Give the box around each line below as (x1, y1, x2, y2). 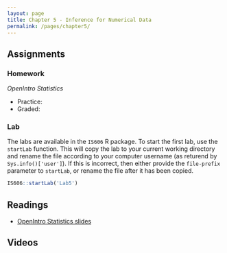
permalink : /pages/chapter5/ (7, 23, 91, 29)
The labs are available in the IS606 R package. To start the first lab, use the (7, 138, 218, 146)
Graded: (16, 105, 40, 113)
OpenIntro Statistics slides (16, 217, 91, 226)
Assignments (7, 48, 66, 60)
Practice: (16, 97, 43, 106)
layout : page (7, 10, 45, 17)
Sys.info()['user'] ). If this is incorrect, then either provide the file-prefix (7, 159, 221, 168)
